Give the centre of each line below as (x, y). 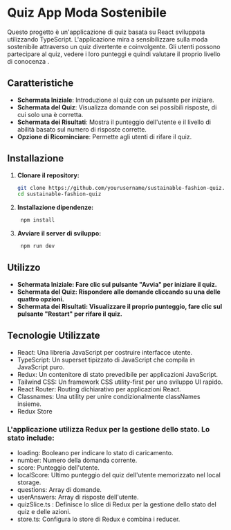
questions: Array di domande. (59, 489)
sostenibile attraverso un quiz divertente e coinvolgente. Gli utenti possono (114, 46)
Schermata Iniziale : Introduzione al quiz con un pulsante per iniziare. (115, 100)
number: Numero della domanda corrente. (77, 460)
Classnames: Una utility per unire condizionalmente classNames (109, 396)
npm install (38, 220)
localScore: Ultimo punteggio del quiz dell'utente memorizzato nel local (119, 475)
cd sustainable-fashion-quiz (59, 194)
